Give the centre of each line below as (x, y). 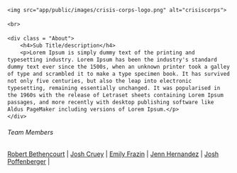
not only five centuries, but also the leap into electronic (100, 81)
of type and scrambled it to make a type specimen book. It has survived (119, 74)
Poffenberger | (29, 162)
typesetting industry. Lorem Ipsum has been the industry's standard (112, 60)
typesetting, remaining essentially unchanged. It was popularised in (114, 88)
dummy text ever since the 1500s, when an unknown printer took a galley (119, 67)
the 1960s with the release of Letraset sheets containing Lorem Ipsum (115, 95)
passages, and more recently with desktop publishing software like (111, 102)
